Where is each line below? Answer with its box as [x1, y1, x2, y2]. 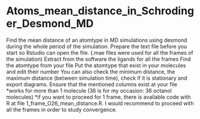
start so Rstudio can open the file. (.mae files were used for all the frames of [6, 49, 193, 56]
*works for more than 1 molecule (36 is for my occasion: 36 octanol [6, 87, 172, 94]
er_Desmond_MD [6, 17, 94, 30]
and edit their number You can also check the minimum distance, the [6, 68, 176, 75]
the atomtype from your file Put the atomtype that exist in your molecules [6, 61, 186, 69]
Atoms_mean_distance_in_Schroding [6, 4, 195, 18]
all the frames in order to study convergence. [6, 106, 118, 113]
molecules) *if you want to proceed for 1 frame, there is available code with [6, 93, 191, 101]
